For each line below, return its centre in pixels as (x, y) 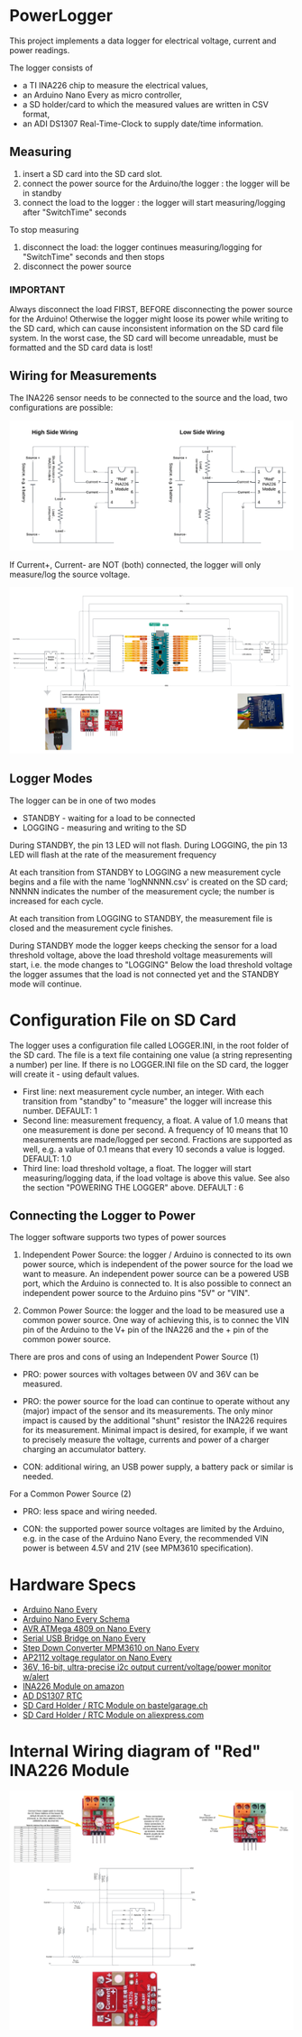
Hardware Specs (73, 1584)
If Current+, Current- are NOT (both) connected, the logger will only (135, 564)
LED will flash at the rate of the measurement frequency (113, 855)
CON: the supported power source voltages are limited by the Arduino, (153, 1529)
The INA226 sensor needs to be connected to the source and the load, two (149, 397)
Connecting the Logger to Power (102, 1215)
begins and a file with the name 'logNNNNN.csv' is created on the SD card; (149, 882)
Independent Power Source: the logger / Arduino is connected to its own (157, 1255)
